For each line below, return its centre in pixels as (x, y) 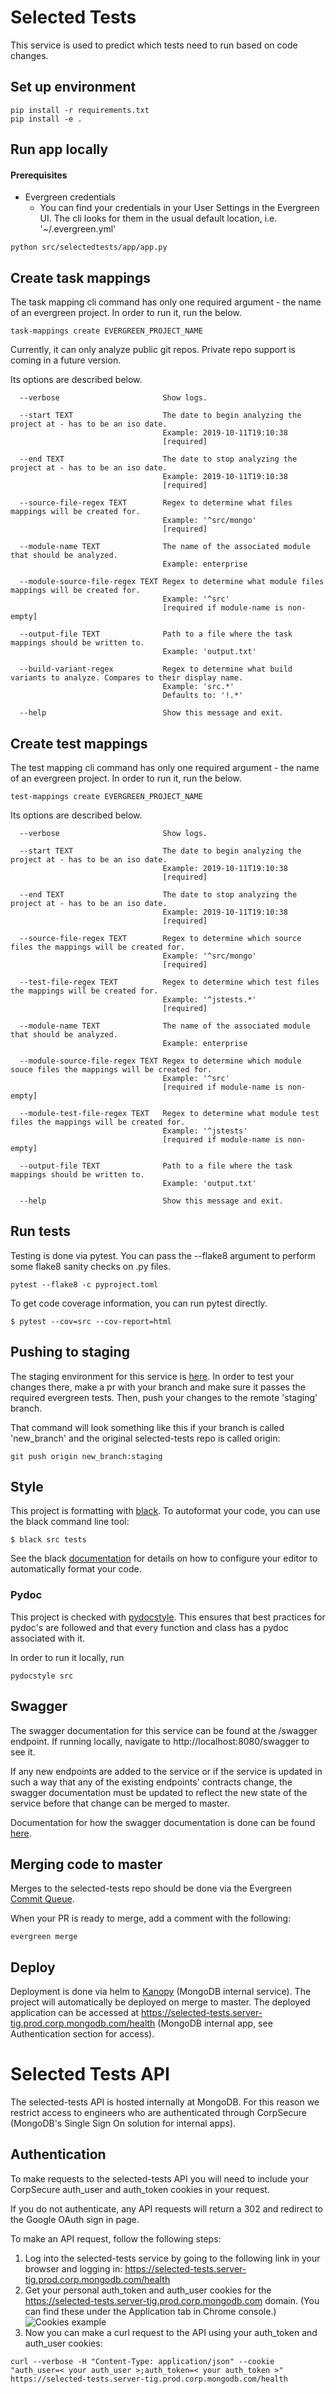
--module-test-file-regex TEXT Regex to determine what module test (169, 1113)
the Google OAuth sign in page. (75, 2219)
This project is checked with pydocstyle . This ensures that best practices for (168, 1617)
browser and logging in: (73, 2268)
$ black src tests (48, 1540)
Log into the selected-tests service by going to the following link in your (172, 2258)
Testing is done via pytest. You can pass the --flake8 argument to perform (163, 1255)
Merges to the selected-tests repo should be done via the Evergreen (151, 1888)
